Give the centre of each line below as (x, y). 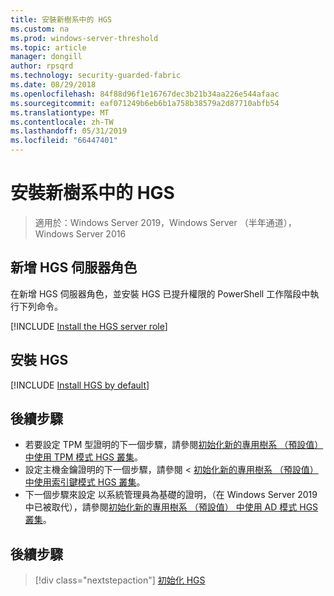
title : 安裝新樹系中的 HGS (61, 19)
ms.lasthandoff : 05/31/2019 (69, 131)
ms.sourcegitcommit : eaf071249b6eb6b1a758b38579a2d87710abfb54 (145, 103)
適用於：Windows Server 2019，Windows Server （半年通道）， (165, 222)
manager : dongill (46, 57)
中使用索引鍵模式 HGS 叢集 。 (85, 482)
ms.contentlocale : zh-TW (62, 122)
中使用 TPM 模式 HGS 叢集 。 (84, 457)
